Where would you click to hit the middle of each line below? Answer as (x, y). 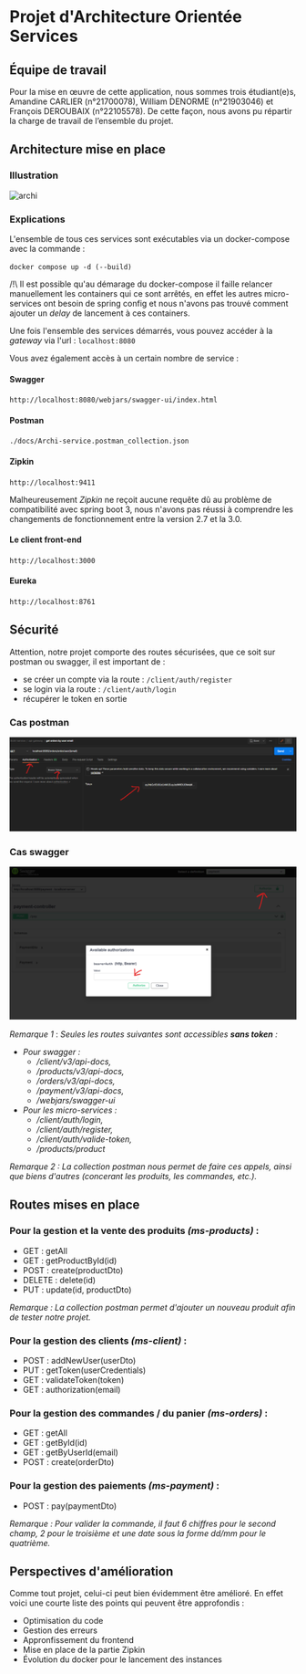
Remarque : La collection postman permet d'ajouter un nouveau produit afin (153, 1307)
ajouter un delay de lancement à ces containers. (100, 313)
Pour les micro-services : (70, 1110)
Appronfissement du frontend (78, 1640)
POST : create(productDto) (73, 1270)
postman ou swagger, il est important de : (87, 661)
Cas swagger (40, 852)
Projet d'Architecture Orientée (126, 17)
